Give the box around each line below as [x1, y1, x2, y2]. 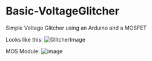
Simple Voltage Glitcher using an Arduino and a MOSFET [5, 24, 147, 31]
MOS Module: [5, 47, 40, 55]
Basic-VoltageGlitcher [5, 4, 119, 18]
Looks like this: [5, 36, 43, 43]
